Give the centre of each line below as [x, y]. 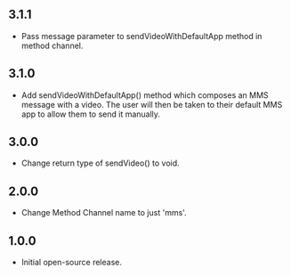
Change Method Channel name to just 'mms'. [104, 213]
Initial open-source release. [71, 263]
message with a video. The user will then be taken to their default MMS [152, 104]
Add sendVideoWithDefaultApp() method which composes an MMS [145, 95]
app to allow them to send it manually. [91, 114]
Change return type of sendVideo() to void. [100, 163]
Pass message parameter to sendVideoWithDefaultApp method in [141, 36]
